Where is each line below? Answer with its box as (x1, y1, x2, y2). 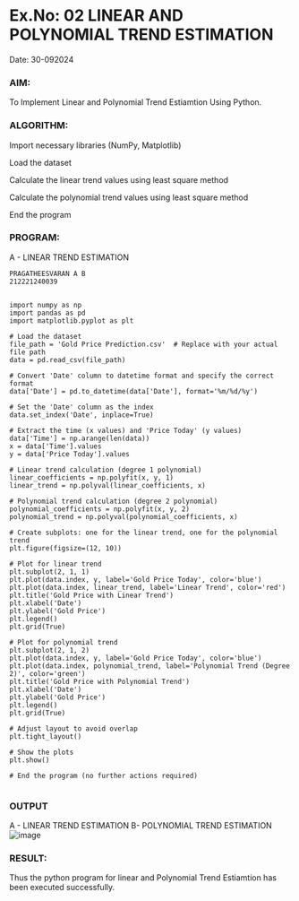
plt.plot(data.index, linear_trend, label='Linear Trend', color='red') (9, 583, 286, 592)
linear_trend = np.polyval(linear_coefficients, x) (9, 481, 206, 489)
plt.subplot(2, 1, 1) (9, 567, 90, 576)
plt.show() (9, 755, 50, 765)
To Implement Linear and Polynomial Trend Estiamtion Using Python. (9, 97, 262, 108)
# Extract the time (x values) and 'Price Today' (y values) (9, 426, 243, 435)
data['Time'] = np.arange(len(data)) (9, 434, 150, 443)
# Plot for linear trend (9, 559, 102, 568)
